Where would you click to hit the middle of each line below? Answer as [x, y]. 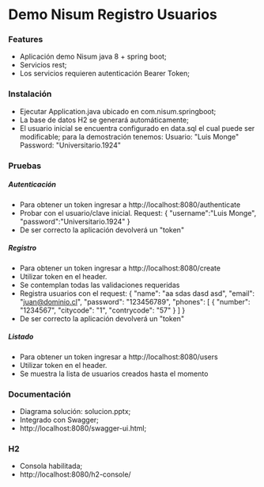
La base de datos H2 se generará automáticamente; [104, 120]
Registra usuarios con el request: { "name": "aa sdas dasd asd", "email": [137, 293]
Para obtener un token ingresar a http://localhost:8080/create [120, 268]
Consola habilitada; [51, 466]
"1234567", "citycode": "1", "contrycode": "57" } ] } [102, 310]
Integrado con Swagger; [59, 420]
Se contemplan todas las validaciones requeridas [100, 285]
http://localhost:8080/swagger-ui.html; [83, 428]
